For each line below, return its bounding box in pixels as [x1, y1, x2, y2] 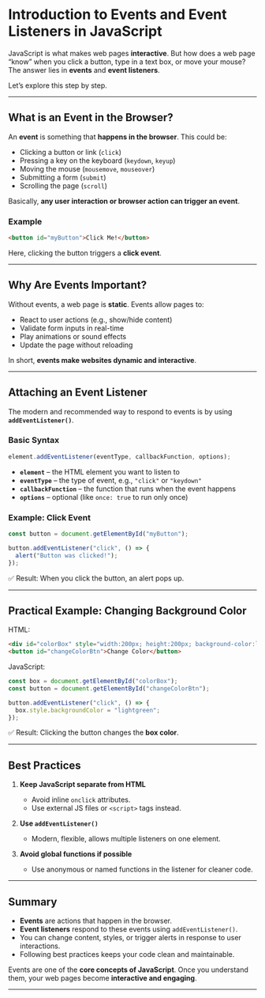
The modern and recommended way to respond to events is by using [8, 406, 233, 416]
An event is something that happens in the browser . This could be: [8, 132, 227, 142]
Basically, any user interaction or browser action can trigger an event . [8, 196, 241, 206]
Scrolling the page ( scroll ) [19, 180, 108, 191]
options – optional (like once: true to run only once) [19, 492, 188, 501]
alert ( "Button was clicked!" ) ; [15, 551, 118, 559]
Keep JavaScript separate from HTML [19, 780, 146, 789]
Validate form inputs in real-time [19, 323, 125, 333]
